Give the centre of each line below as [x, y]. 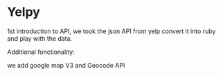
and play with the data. [40, 38]
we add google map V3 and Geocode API [66, 65]
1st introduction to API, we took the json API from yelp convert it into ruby [111, 31]
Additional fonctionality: [41, 52]
